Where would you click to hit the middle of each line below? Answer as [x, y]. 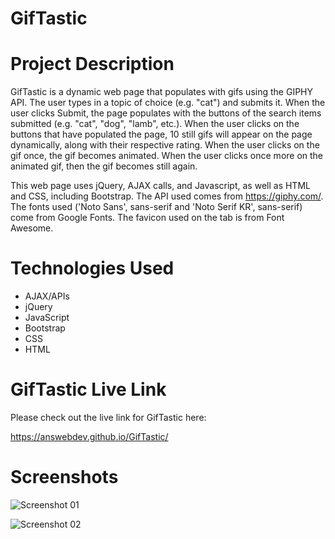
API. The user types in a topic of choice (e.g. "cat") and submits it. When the [168, 103]
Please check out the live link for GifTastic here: [108, 417]
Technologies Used [92, 268]
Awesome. [32, 228]
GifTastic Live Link [88, 389]
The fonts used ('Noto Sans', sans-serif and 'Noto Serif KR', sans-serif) [156, 207]
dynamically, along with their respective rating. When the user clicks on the [165, 145]
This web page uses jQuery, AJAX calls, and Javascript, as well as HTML [160, 186]
